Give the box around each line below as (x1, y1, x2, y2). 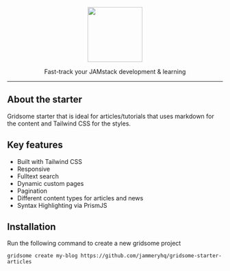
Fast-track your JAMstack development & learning (44, 68, 186, 75)
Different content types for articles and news (16, 193, 144, 202)
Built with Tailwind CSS (16, 157, 82, 165)
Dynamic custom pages (16, 179, 84, 187)
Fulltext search (16, 172, 60, 180)
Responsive (16, 165, 50, 173)
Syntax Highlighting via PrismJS (16, 201, 107, 209)
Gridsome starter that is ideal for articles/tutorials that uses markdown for (7, 112, 214, 120)
